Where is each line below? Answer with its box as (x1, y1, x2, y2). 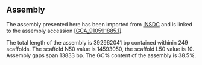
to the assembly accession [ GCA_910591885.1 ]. (6, 27, 124, 34)
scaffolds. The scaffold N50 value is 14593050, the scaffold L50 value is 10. (6, 45, 195, 52)
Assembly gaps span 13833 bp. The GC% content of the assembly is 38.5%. (6, 51, 197, 59)
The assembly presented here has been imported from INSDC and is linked (6, 20, 193, 28)
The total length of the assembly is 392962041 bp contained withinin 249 (6, 39, 188, 46)
